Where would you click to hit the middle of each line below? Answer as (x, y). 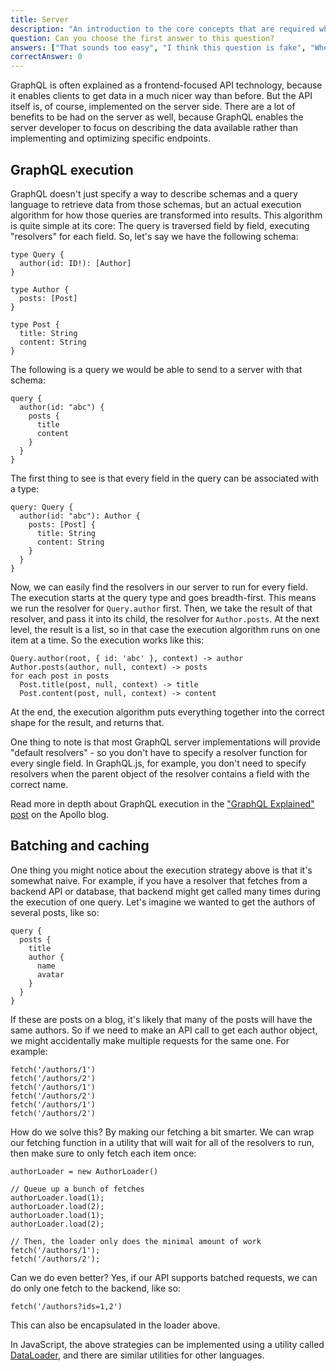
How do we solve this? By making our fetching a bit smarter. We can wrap (162, 1132)
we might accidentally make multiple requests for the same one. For (150, 1040)
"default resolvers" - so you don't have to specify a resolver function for (159, 752)
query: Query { (42, 507)
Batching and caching (80, 846)
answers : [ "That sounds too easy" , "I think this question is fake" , (158, 47)
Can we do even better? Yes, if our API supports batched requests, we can (164, 1277)
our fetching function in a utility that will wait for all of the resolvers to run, (162, 1142)
